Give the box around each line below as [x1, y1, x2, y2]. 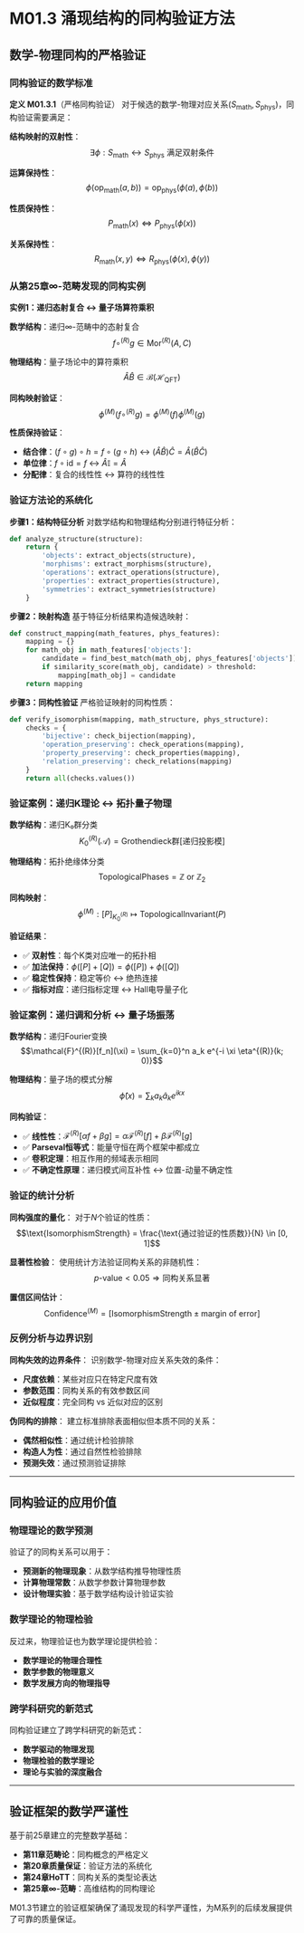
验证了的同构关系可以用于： [9, 1546, 113, 1557]
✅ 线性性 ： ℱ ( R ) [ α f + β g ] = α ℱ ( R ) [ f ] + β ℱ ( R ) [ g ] [22, 1129, 193, 1142]
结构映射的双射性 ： [9, 130, 81, 141]
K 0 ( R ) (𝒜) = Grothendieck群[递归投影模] [78, 834, 226, 848]
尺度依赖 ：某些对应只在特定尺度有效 [22, 1373, 158, 1384]
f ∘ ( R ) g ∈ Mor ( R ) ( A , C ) [112, 336, 192, 349]
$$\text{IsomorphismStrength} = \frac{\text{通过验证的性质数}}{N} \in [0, [15, 1228, 289, 1239]
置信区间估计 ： [9, 1291, 65, 1302]
